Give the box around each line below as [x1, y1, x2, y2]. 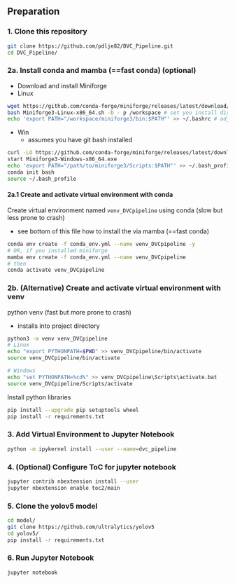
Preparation [7, 6, 60, 18]
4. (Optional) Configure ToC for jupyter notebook [7, 462, 177, 472]
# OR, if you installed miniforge [7, 247, 108, 254]
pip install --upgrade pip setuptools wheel [7, 406, 139, 413]
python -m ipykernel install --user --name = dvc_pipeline [7, 445, 177, 453]
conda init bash [7, 168, 55, 176]
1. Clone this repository [7, 27, 87, 36]
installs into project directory [17, 322, 100, 330]
